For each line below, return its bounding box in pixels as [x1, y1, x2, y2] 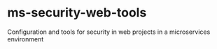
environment [7, 35, 44, 43]
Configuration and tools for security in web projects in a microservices [7, 28, 211, 36]
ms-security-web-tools [7, 5, 147, 21]
